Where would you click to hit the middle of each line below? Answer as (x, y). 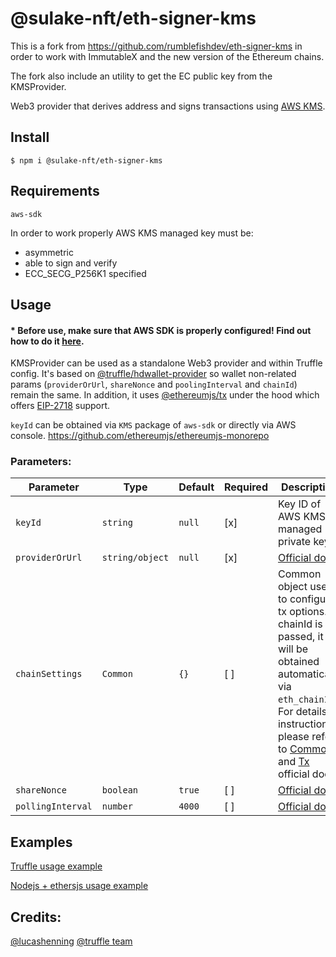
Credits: (36, 917)
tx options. (302, 612)
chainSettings (49, 674)
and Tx (293, 762)
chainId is (300, 624)
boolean (120, 790)
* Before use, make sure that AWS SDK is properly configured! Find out (161, 330)
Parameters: (41, 462)
